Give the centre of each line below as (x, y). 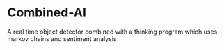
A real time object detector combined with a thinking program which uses (112, 32)
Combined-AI (47, 13)
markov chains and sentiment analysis (62, 38)
